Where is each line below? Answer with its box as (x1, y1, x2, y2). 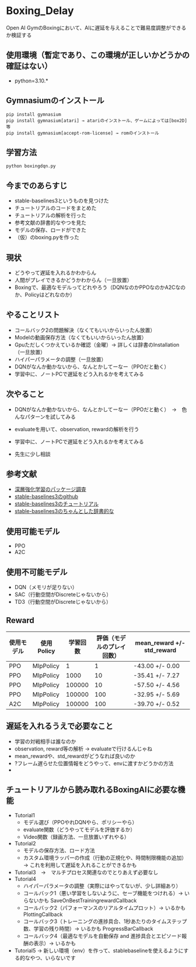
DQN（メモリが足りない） (14, 584, 78, 591)
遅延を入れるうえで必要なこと (6, 721, 114, 731)
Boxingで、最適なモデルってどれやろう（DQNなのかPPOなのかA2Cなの (14, 284, 186, 291)
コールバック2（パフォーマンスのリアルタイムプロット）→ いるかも (23, 904, 185, 911)
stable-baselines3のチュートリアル (14, 500, 99, 507)
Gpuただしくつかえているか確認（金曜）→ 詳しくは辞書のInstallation (14, 341, 180, 348)
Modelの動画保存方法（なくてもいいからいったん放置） (14, 333, 147, 340)
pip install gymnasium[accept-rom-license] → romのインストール (6, 130, 159, 136)
